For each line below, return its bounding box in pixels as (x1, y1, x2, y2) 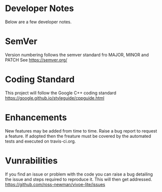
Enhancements (5, 112, 67, 123)
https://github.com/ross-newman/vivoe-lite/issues (5, 181, 105, 187)
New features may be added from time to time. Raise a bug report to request (5, 128, 157, 133)
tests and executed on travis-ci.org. (5, 138, 76, 144)
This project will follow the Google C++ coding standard (5, 90, 117, 96)
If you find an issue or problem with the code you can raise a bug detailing (5, 171, 153, 177)
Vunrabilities (5, 155, 58, 166)
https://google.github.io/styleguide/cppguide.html (5, 95, 105, 101)
